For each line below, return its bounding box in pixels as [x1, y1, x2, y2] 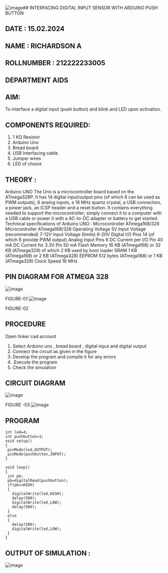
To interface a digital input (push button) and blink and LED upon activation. [5, 106, 161, 112]
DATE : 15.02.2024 [5, 25, 65, 33]
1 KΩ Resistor [12, 134, 40, 140]
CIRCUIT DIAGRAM [5, 379, 66, 388]
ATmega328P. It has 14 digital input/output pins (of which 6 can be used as [5, 194, 160, 200]
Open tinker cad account [5, 333, 57, 339]
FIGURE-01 [5, 295, 28, 301]
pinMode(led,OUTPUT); [7, 447, 53, 452]
